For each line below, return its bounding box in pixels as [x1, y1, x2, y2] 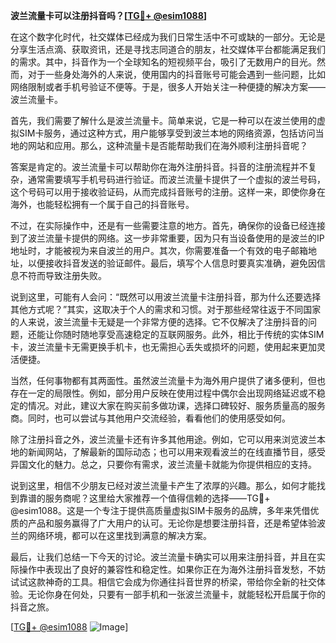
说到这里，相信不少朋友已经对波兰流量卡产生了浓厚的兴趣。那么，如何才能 [10, 480, 317, 491]
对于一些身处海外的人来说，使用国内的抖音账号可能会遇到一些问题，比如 [27, 69, 326, 80]
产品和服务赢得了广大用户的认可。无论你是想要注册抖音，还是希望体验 [27, 517, 317, 529]
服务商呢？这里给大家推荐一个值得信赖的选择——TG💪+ [44, 492, 271, 504]
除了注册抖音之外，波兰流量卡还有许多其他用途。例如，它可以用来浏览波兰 [10, 434, 317, 445]
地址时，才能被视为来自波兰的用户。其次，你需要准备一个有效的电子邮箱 [10, 245, 308, 256]
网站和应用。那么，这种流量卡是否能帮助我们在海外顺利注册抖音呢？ [27, 140, 308, 151]
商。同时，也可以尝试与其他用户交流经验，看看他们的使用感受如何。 [10, 412, 291, 424]
